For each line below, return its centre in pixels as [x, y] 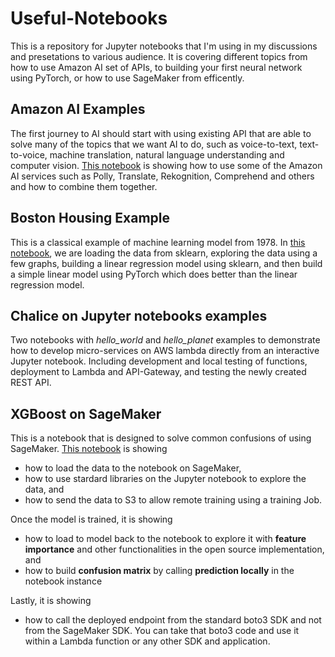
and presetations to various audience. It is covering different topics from [159, 56]
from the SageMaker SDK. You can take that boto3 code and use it [162, 631]
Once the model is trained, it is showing [91, 519]
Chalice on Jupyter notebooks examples [139, 315]
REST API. [31, 383]
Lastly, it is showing [51, 601]
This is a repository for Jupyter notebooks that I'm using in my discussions [164, 46]
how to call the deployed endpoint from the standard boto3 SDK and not [173, 620]
